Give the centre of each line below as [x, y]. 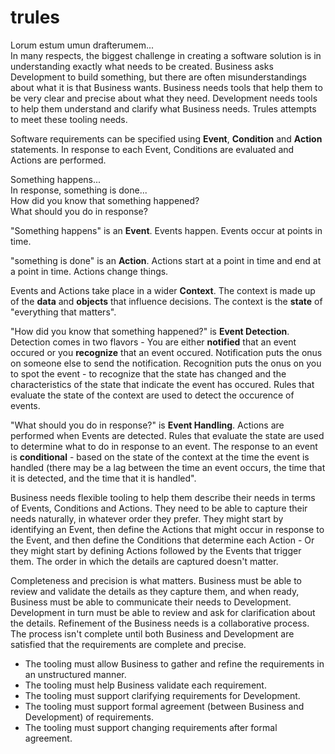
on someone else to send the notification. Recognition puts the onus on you [166, 363]
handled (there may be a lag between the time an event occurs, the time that [168, 467]
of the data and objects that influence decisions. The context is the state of [166, 301]
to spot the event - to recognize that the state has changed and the [148, 373]
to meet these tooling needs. [69, 119]
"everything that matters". [63, 312]
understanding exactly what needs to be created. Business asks [142, 66]
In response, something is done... [79, 190]
